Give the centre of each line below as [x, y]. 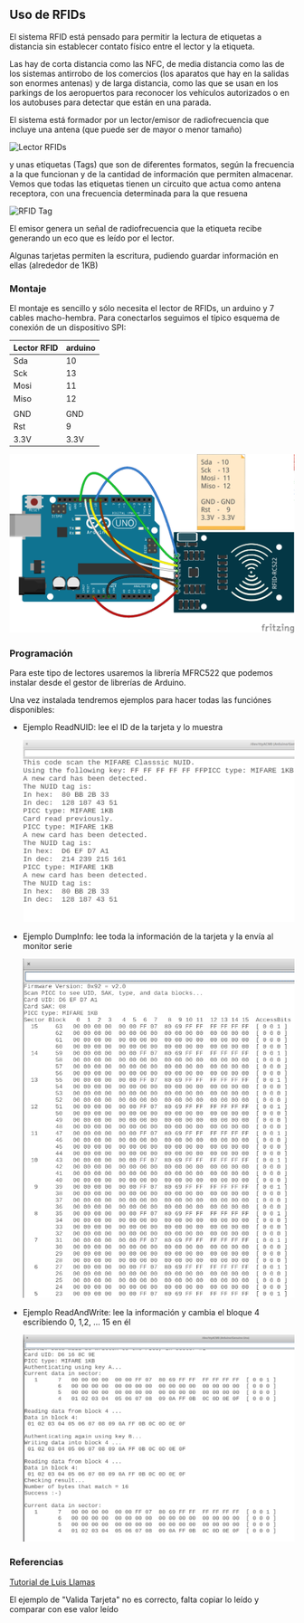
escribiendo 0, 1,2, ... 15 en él [76, 1322]
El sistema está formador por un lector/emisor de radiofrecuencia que [139, 119]
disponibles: [32, 709]
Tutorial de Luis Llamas [52, 1581]
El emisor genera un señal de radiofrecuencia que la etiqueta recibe [136, 228]
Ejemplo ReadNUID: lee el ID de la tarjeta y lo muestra [123, 726]
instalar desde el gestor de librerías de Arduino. [98, 682]
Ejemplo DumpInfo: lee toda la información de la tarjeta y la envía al [148, 936]
